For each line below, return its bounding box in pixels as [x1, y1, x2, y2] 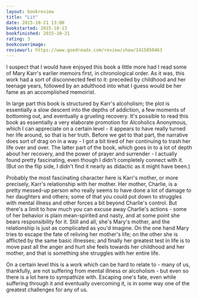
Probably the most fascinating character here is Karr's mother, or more [6, 174, 178, 181]
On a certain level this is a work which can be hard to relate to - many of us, [6, 261, 190, 268]
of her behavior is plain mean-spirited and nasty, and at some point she [6, 212, 180, 219]
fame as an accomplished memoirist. [6, 88, 96, 95]
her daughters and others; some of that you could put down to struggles [6, 193, 182, 200]
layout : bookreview [6, 8, 54, 15]
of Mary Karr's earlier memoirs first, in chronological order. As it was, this [6, 69, 185, 77]
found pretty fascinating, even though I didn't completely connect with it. [6, 156, 184, 163]
